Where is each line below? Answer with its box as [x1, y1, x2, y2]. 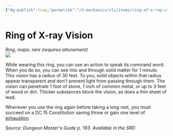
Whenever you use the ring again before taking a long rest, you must [5, 104, 151, 110]
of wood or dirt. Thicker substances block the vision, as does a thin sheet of [5, 88, 167, 95]
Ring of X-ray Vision [5, 29, 93, 41]
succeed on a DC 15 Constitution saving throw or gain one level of [5, 109, 145, 116]
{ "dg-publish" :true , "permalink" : [5, 7, 77, 13]
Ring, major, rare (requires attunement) [5, 47, 89, 53]
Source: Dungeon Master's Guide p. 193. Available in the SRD [5, 125, 135, 131]
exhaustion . [5, 115, 30, 121]
